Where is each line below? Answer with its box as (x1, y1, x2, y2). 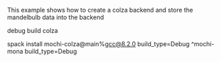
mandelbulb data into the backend (7, 13, 105, 21)
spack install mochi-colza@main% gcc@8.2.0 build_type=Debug (7, 40, 190, 48)
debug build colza (7, 27, 59, 34)
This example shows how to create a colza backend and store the (7, 6, 193, 14)
